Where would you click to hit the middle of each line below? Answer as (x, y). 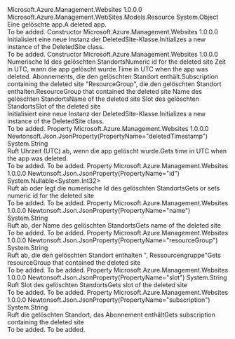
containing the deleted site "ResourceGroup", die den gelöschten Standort (115, 84)
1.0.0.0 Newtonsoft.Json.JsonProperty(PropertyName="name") (99, 210)
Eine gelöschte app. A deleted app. (57, 25)
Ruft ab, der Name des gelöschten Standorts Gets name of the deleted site (114, 225)
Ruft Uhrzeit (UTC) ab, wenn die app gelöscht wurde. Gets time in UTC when (117, 151)
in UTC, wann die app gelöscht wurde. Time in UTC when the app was (108, 69)
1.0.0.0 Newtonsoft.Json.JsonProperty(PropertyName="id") (94, 173)
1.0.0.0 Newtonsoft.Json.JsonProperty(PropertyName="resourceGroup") (113, 240)
